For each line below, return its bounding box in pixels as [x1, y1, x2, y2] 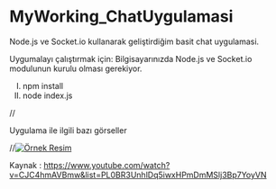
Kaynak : [9, 159, 42, 170]
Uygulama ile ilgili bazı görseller [9, 124, 128, 136]
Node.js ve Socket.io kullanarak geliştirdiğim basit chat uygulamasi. [9, 36, 260, 47]
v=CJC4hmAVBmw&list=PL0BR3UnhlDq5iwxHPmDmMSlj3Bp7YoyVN [9, 169, 268, 180]
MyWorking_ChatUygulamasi [9, 6, 234, 27]
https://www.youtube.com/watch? [43, 159, 170, 170]
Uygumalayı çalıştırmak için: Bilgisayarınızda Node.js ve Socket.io [9, 53, 253, 64]
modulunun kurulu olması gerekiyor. [9, 63, 143, 74]
